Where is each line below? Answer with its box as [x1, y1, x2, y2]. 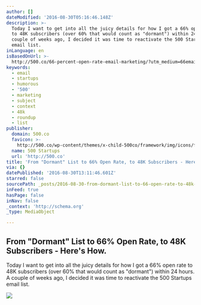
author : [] [6, 8, 33, 15]
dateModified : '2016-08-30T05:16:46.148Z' [6, 14, 114, 20]
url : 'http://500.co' [11, 153, 66, 159]
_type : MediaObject [6, 209, 55, 215]
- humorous [11, 81, 39, 87]
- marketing [11, 92, 42, 98]
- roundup [11, 114, 36, 120]
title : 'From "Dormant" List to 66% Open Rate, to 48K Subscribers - [6, 159, 184, 165]
